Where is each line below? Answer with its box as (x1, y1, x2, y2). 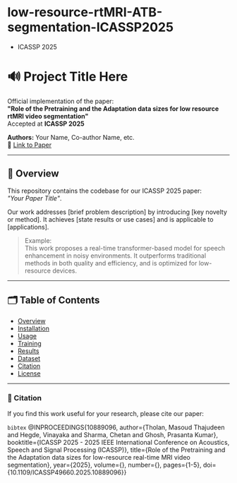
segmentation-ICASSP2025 (7, 19, 174, 35)
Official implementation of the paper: (7, 97, 114, 105)
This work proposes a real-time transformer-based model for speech (24, 244, 226, 252)
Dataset (17, 354, 41, 362)
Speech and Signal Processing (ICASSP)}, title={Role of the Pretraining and (7, 446, 226, 454)
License (17, 369, 41, 378)
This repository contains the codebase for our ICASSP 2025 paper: (7, 186, 202, 195)
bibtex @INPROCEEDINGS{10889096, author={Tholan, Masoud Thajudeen (7, 423, 225, 431)
